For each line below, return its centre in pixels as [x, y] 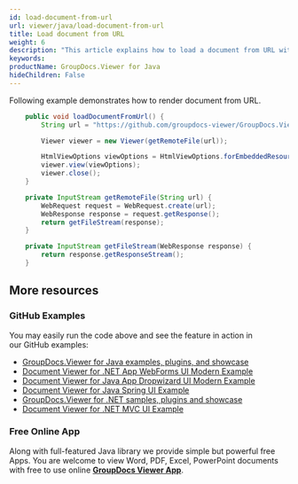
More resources [54, 290]
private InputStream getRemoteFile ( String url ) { [119, 197]
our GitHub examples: [49, 344]
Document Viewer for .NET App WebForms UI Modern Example [137, 371]
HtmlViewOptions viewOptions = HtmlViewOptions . [133, 157]
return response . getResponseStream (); [113, 255]
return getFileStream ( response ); [103, 222]
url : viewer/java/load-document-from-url [87, 26]
